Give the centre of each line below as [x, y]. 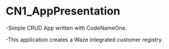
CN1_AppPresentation [63, 11]
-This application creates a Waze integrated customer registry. [85, 39]
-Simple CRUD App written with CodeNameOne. [66, 28]
